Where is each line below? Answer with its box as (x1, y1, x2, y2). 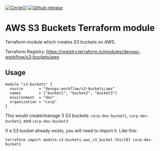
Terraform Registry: (5, 48, 45, 55)
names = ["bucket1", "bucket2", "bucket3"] (9, 90, 117, 95)
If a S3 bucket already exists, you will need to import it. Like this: (5, 127, 137, 133)
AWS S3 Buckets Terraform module (5, 23, 155, 34)
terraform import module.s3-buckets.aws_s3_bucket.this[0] (5, 137, 131, 142)
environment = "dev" (9, 95, 55, 100)
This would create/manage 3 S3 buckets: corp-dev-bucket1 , (5, 112, 128, 118)
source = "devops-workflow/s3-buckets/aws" (9, 86, 115, 91)
